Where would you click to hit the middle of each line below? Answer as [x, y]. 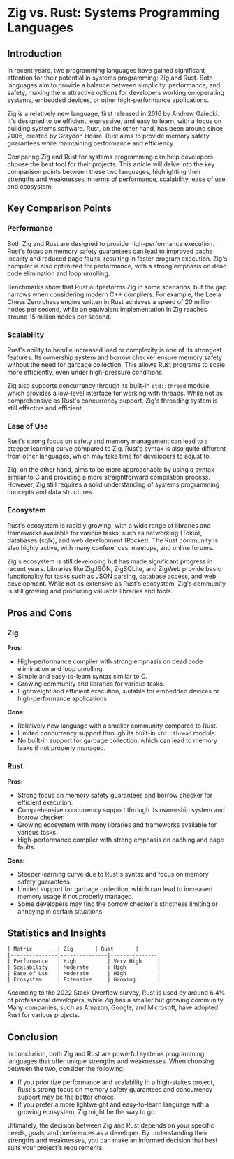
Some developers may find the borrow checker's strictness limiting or [118, 904]
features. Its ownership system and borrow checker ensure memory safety [115, 357]
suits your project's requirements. [56, 1148]
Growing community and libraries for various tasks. [91, 684]
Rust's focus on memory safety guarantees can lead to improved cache [110, 251]
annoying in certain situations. [61, 911]
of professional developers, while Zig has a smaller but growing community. [116, 1000]
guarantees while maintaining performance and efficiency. [91, 143]
